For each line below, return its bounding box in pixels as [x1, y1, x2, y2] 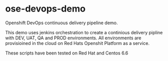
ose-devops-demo [5, 3, 86, 15]
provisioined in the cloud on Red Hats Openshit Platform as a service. [5, 40, 150, 46]
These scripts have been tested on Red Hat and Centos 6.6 [5, 50, 129, 56]
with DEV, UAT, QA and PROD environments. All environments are [5, 35, 142, 41]
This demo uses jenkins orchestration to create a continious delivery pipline [5, 29, 163, 35]
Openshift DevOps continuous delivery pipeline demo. [5, 20, 118, 26]
